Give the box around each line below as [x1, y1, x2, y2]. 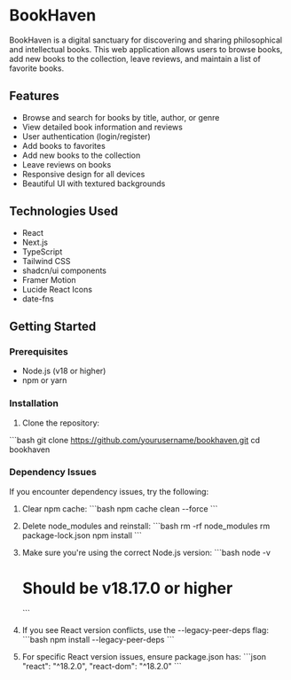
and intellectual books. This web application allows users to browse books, [9, 43, 283, 54]
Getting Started [9, 318, 97, 333]
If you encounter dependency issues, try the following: [9, 486, 209, 496]
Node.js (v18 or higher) [21, 365, 106, 377]
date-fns [21, 293, 55, 304]
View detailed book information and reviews [21, 121, 184, 132]
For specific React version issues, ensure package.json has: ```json [21, 651, 267, 661]
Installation [9, 397, 59, 410]
